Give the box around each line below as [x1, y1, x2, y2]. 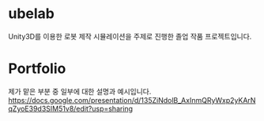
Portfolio [8, 60, 66, 78]
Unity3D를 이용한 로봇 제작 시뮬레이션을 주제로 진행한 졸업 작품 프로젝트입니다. [8, 31, 252, 41]
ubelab [8, 5, 55, 23]
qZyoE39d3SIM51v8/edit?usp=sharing [8, 104, 133, 113]
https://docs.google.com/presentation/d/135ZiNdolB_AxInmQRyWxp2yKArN [8, 95, 256, 104]
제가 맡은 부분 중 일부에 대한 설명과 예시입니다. [8, 86, 152, 96]
